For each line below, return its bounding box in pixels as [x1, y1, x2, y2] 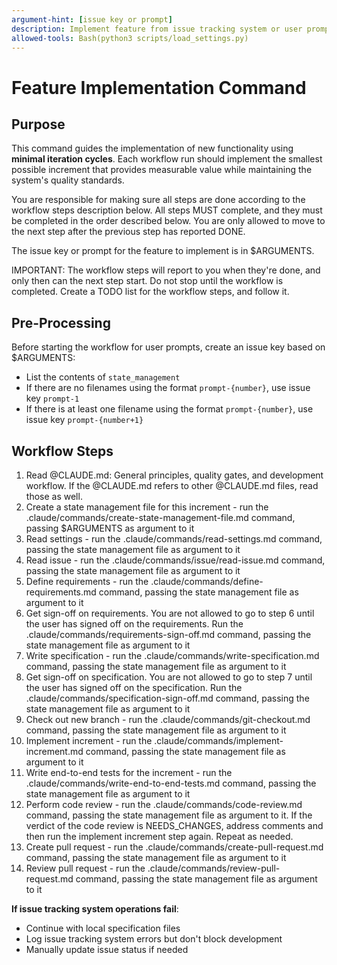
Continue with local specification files [25, 922, 181, 934]
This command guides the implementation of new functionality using [11, 142, 294, 155]
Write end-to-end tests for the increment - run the [25, 767, 233, 778]
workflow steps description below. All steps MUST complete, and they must [11, 204, 323, 216]
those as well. [25, 491, 83, 502]
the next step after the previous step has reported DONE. [11, 226, 246, 238]
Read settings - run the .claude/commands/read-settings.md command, [25, 533, 323, 545]
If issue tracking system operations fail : [11, 903, 179, 915]
